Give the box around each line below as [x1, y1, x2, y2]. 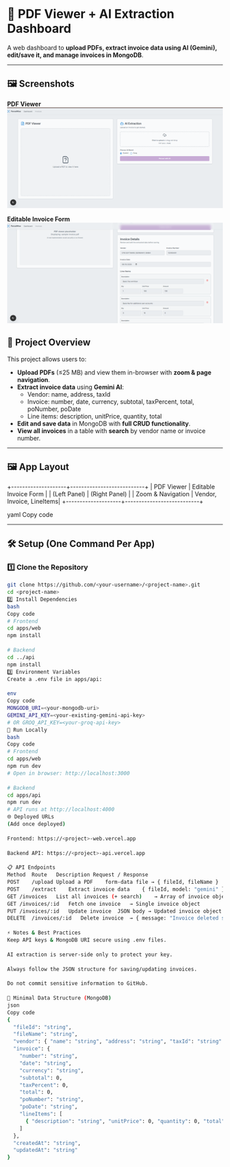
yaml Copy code [7, 511, 53, 519]
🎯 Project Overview [7, 337, 91, 348]
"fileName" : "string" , [13, 1031, 78, 1038]
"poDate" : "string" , [19, 1103, 78, 1111]
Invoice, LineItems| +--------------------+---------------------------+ [7, 498, 204, 506]
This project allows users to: [7, 355, 87, 363]
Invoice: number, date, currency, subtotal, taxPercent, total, [27, 397, 194, 405]
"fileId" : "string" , [13, 1023, 72, 1030]
